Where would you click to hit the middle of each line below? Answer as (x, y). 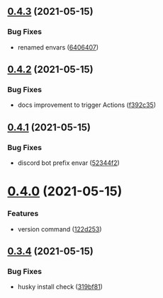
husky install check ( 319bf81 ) (60, 287)
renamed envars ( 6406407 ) (58, 47)
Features (23, 214)
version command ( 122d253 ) (60, 229)
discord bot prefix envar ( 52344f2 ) (69, 163)
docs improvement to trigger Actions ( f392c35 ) (86, 105)
